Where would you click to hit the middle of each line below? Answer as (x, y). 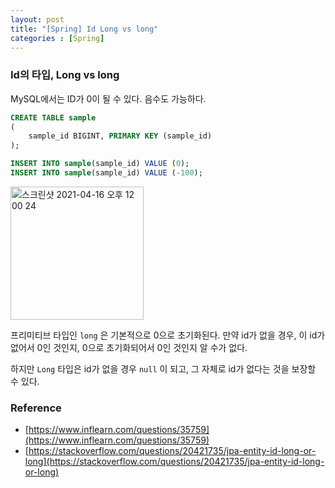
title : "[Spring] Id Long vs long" (84, 29)
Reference (36, 408)
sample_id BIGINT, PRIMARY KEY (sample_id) (120, 136)
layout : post (37, 19)
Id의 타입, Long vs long (65, 75)
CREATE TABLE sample (53, 117)
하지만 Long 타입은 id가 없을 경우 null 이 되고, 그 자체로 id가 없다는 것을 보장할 (163, 368)
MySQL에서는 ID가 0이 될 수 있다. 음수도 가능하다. (108, 98)
